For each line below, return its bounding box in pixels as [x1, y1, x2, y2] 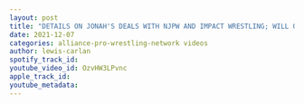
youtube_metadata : [9, 80, 79, 90]
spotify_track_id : [9, 55, 79, 64]
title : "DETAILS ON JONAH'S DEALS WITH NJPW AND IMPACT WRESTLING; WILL [9, 22, 290, 31]
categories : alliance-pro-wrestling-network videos [9, 38, 208, 48]
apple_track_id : [9, 72, 71, 81]
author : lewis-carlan [9, 47, 91, 56]
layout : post [9, 13, 59, 23]
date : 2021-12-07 [9, 30, 75, 39]
